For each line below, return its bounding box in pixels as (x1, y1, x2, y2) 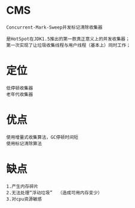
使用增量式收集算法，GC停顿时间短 (6, 134, 79, 140)
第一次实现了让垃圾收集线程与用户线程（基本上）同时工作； (6, 42, 131, 48)
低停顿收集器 (6, 85, 33, 91)
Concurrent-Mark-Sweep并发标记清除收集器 (6, 24, 103, 30)
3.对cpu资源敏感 (6, 196, 42, 202)
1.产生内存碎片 (6, 183, 39, 190)
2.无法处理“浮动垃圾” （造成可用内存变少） (6, 190, 103, 195)
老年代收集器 (6, 91, 33, 97)
